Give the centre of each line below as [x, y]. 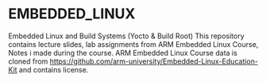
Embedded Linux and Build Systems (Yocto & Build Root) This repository [126, 36]
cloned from [28, 61]
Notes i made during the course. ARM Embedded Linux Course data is [123, 53]
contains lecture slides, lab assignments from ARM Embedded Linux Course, [133, 44]
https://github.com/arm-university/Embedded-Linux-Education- [154, 61]
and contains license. [54, 69]
